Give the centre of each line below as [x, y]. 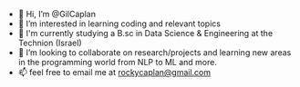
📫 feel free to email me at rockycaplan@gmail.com [114, 72]
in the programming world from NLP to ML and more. [117, 62]
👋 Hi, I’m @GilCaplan [57, 14]
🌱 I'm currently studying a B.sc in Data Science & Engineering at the [145, 33]
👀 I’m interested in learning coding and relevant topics [119, 24]
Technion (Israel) [50, 43]
